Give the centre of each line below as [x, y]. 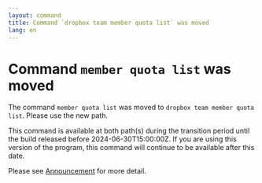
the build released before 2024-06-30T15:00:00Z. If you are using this [123, 139]
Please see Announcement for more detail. [77, 171]
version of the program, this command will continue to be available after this [131, 148]
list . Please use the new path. [58, 115]
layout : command [35, 15]
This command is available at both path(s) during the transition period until [129, 131]
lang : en [22, 30]
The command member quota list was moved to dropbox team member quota [131, 108]
